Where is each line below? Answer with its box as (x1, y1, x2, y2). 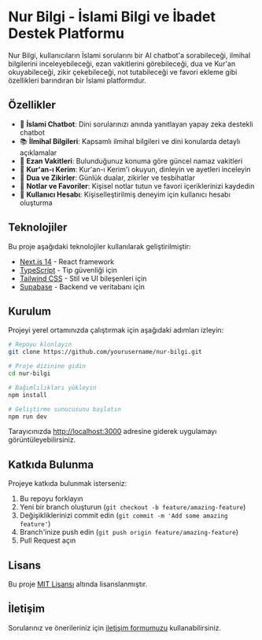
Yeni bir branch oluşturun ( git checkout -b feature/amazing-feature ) (19, 502, 246, 512)
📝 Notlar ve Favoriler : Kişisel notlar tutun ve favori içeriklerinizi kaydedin (19, 181, 255, 190)
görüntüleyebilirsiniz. (8, 435, 76, 444)
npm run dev (8, 413, 47, 421)
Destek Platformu (8, 24, 124, 42)
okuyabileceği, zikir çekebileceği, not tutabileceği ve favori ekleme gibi (8, 67, 238, 76)
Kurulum (8, 304, 52, 318)
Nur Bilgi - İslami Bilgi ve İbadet (8, 8, 216, 26)
